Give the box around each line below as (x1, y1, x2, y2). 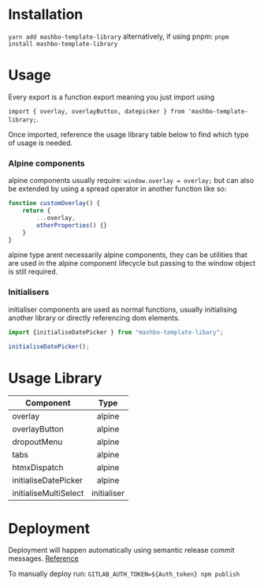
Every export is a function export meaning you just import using (8, 92, 215, 102)
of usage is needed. (8, 138, 73, 147)
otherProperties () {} (36, 221, 108, 230)
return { (22, 207, 51, 215)
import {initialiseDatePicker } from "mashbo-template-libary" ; (8, 328, 224, 336)
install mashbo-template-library (8, 39, 118, 48)
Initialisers (8, 286, 50, 297)
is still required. (8, 267, 58, 277)
